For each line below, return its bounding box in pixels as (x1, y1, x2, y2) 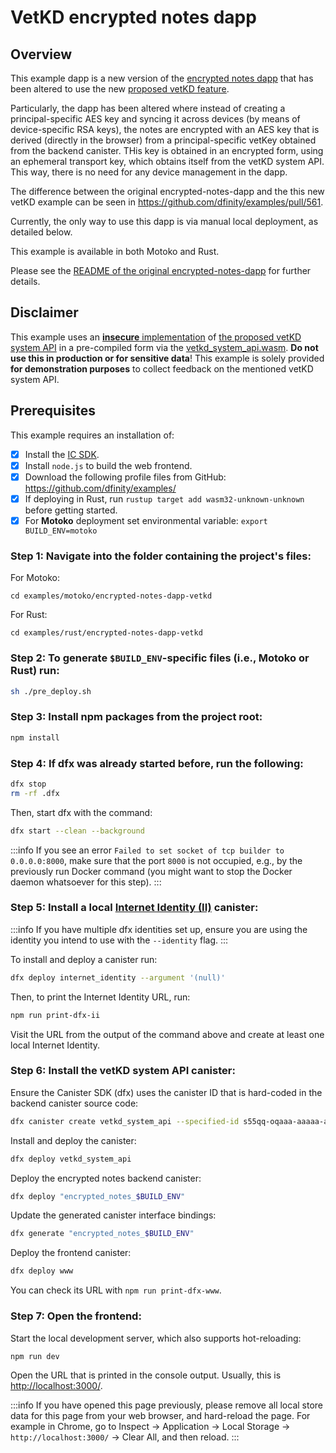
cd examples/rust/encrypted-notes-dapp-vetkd (10, 628, 203, 638)
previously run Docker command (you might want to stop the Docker (10, 865, 293, 877)
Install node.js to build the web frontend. (24, 459, 193, 471)
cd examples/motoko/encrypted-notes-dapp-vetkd (10, 591, 213, 601)
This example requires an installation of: (10, 429, 175, 441)
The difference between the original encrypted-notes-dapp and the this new (10, 186, 325, 197)
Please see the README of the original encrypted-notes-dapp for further (10, 265, 312, 276)
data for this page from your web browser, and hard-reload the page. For (10, 1410, 311, 1422)
